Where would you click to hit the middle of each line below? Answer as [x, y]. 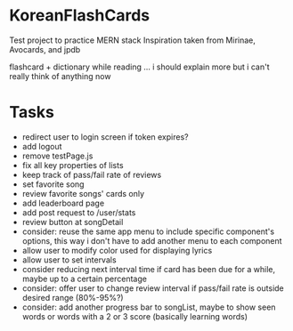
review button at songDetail [73, 222]
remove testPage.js [57, 156]
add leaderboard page [63, 203]
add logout [42, 146]
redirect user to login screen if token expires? [105, 137]
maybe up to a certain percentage [84, 279]
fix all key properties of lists [73, 165]
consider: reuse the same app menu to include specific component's [148, 231]
